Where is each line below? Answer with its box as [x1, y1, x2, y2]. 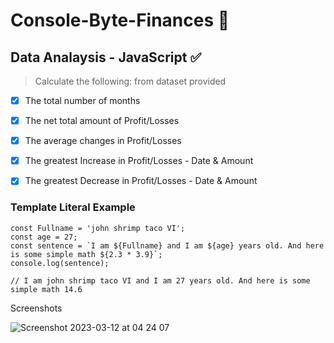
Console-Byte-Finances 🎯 [10, 9, 230, 32]
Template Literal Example [10, 200, 136, 214]
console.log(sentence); [10, 258, 110, 268]
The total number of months [24, 95, 141, 106]
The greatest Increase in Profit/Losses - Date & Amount [24, 155, 254, 167]
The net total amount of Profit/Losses [24, 115, 180, 127]
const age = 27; [10, 232, 78, 242]
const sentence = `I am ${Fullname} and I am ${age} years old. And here [10, 240, 325, 251]
